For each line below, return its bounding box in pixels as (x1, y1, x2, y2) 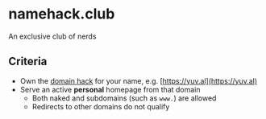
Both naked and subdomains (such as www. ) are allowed (31, 93, 217, 103)
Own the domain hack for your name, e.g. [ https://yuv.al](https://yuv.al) (19, 76, 258, 85)
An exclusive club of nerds (8, 31, 97, 41)
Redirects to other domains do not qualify (31, 101, 170, 111)
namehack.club (8, 5, 115, 23)
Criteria (8, 55, 48, 68)
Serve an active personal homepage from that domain (19, 84, 201, 94)
